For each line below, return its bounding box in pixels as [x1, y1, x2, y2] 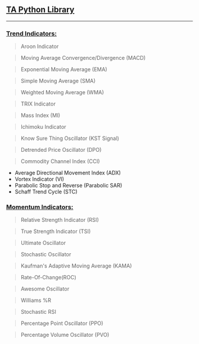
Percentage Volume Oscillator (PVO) [20, 332, 110, 339]
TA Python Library [6, 5, 75, 15]
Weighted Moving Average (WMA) [20, 89, 104, 96]
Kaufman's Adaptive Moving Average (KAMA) [20, 262, 132, 269]
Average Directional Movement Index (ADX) [14, 169, 121, 177]
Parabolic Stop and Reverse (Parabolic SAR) [14, 182, 123, 189]
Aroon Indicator [20, 43, 59, 50]
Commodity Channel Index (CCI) [20, 158, 100, 165]
